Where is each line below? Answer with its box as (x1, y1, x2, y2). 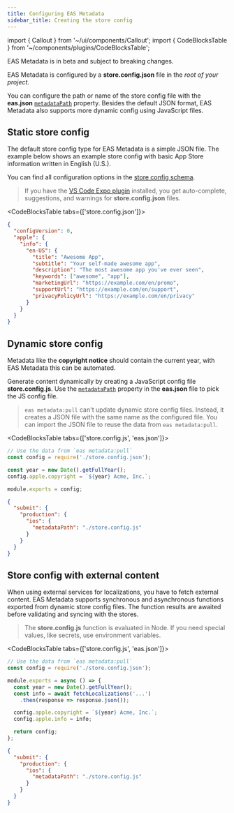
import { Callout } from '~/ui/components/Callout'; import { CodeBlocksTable (7, 36, 228, 44)
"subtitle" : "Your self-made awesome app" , (32, 260, 161, 267)
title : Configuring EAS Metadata (7, 10, 105, 17)
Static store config (7, 126, 89, 138)
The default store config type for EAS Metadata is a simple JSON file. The (7, 144, 219, 154)
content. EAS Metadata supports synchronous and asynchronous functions (7, 595, 224, 604)
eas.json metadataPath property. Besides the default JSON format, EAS (7, 98, 212, 107)
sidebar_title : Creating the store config (7, 17, 133, 24)
